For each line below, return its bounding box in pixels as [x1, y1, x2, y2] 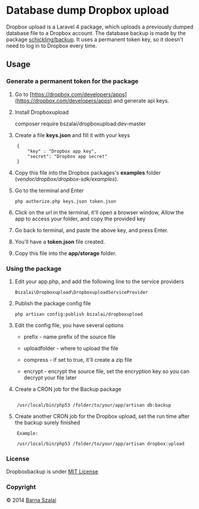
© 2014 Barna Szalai [6, 497, 56, 504]
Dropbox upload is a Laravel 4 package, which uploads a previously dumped [6, 23, 194, 30]
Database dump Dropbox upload [6, 4, 169, 17]
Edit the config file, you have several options [14, 321, 124, 328]
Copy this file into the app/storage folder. [14, 249, 117, 257]
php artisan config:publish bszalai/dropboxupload [14, 311, 143, 317]
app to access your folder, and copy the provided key [14, 215, 146, 222]
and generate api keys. [113, 97, 169, 104]
